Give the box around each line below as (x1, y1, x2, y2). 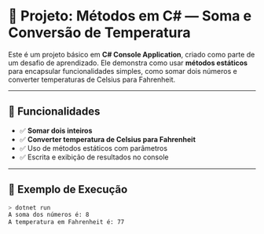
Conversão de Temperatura (8, 24, 191, 42)
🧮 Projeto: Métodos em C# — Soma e (8, 7, 252, 25)
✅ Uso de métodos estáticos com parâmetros (19, 143, 167, 152)
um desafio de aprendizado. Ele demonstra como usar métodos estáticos (8, 58, 248, 68)
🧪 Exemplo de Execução (8, 183, 128, 196)
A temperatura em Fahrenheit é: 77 (8, 218, 125, 226)
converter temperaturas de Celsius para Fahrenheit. (8, 75, 176, 84)
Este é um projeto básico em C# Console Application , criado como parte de (8, 49, 255, 59)
